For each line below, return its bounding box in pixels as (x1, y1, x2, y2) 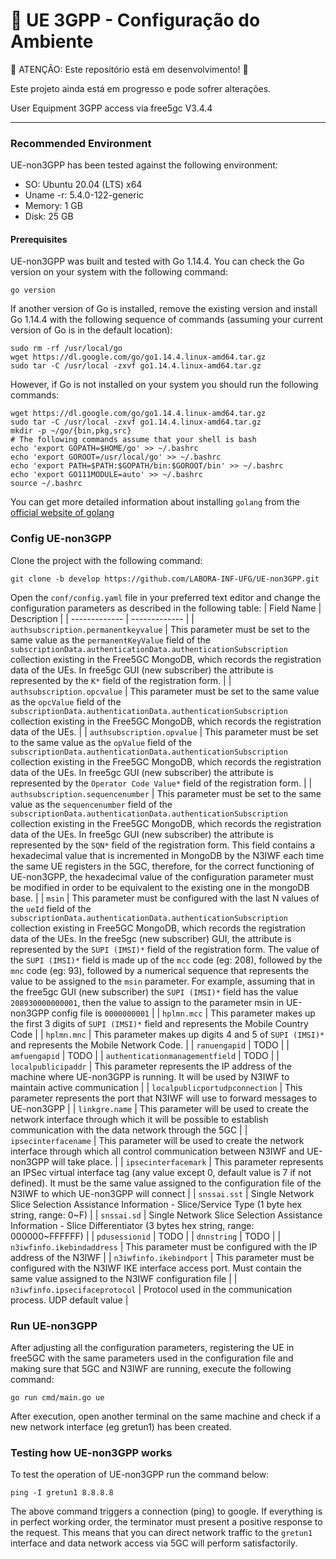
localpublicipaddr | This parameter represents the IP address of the (10, 1060, 292, 1072)
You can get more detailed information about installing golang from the (10, 496, 300, 508)
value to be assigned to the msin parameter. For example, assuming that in (10, 975, 316, 987)
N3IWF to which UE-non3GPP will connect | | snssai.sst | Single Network (10, 1187, 315, 1199)
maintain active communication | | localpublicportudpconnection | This (10, 1081, 303, 1093)
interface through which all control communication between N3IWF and (10, 1145, 305, 1157)
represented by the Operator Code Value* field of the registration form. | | (10, 777, 313, 789)
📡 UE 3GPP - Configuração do (10, 9, 261, 32)
